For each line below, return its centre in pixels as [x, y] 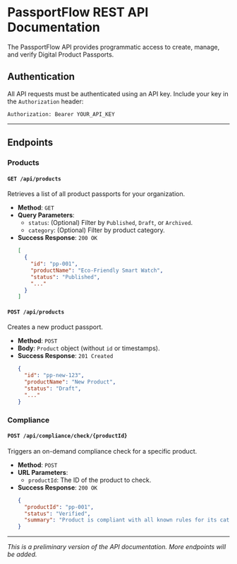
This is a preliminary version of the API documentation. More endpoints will [117, 547]
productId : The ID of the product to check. [90, 480]
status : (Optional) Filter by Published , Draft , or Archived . [110, 223]
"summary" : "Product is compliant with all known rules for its [121, 520]
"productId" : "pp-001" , [59, 507]
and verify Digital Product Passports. [61, 54]
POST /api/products [36, 312]
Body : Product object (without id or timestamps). [89, 348]
